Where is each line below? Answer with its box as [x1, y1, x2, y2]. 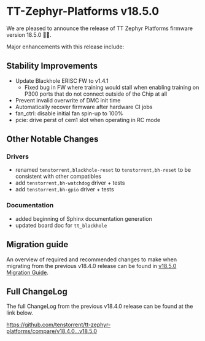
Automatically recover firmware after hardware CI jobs [15, 103, 153, 110]
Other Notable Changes [6, 134, 99, 145]
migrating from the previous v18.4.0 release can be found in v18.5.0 [6, 262, 177, 269]
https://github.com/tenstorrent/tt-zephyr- [6, 321, 111, 329]
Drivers [6, 152, 29, 161]
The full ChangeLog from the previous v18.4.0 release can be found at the [6, 302, 193, 310]
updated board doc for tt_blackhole [15, 221, 107, 229]
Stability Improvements [6, 61, 98, 71]
